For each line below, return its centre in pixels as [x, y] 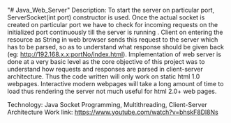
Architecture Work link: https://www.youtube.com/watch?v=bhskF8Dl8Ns [113, 112]
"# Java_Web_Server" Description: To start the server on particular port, [111, 10]
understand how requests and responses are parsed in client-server [105, 69]
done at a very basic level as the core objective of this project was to [106, 61]
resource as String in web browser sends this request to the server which [113, 40]
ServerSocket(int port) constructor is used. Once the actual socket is [106, 17]
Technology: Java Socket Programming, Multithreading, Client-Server [107, 105]
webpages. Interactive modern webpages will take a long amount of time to [115, 84]
